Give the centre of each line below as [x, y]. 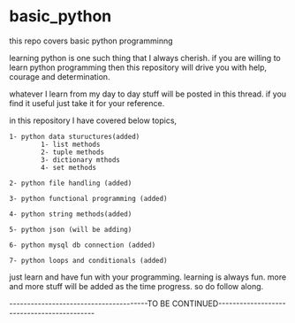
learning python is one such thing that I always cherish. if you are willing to [145, 58]
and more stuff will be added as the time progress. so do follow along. [136, 286]
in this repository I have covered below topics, [93, 120]
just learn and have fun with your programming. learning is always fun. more [148, 277]
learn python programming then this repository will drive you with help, [138, 67]
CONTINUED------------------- [229, 304]
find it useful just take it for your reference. [87, 103]
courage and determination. [60, 76]
